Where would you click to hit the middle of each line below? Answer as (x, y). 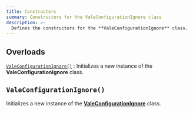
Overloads (26, 51)
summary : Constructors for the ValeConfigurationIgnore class (84, 17)
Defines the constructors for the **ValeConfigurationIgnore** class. (100, 28)
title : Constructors (31, 11)
